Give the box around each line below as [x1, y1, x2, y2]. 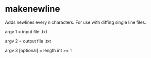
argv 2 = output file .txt [5, 38, 51, 44]
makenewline [5, 3, 60, 14]
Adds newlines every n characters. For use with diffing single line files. [5, 19, 147, 25]
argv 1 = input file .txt [5, 29, 48, 34]
